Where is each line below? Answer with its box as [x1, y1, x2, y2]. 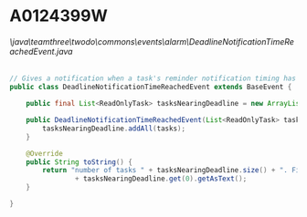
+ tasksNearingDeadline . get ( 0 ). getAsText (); [74, 174, 248, 183]
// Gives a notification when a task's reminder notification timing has [9, 74, 297, 83]
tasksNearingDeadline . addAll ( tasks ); [42, 124, 185, 133]
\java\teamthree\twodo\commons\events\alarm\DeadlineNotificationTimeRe [9, 36, 295, 46]
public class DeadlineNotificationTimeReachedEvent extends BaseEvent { [9, 83, 292, 92]
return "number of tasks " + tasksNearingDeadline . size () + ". [42, 166, 288, 175]
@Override [26, 149, 64, 158]
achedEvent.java [9, 46, 73, 57]
